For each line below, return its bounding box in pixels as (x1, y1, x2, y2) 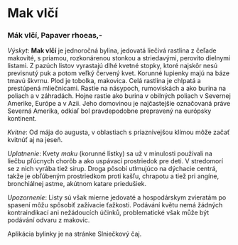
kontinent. (7, 114, 37, 123)
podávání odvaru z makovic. (7, 216, 90, 224)
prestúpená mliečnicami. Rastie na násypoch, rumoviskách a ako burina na (7, 84, 226, 93)
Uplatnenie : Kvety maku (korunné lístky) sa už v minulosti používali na (7, 149, 213, 158)
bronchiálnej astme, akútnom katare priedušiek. (7, 180, 147, 188)
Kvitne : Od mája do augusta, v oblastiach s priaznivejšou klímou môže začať (7, 128, 230, 136)
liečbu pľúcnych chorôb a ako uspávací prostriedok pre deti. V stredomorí (7, 157, 224, 165)
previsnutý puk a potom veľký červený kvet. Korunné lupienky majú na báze (7, 69, 229, 77)
